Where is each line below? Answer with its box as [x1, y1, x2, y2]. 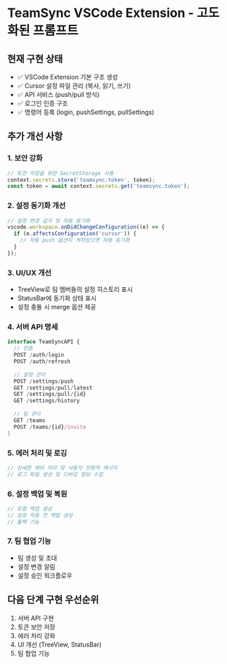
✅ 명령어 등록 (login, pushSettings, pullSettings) [17, 108, 155, 116]
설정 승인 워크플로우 [17, 571, 72, 580]
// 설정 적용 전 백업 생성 [7, 511, 73, 519]
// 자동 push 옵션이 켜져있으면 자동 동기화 [20, 237, 130, 244]
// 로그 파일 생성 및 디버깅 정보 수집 [7, 471, 103, 478]
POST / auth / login [13, 352, 65, 359]
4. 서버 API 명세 [7, 322, 58, 332]
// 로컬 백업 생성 [7, 505, 53, 512]
